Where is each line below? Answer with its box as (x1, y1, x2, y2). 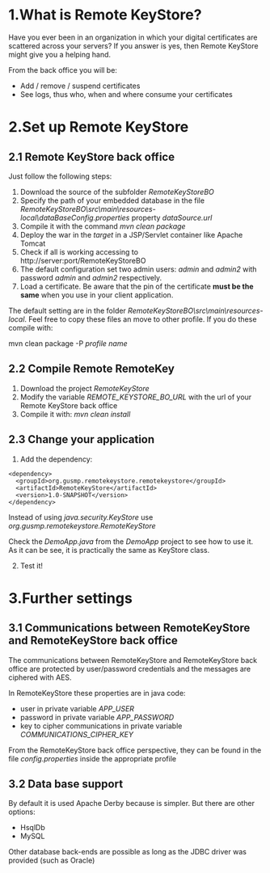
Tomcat (19, 238, 46, 248)
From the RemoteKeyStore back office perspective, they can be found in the (8, 745, 262, 755)
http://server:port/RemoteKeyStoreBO (19, 255, 146, 265)
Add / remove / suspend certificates (19, 81, 141, 91)
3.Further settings (8, 588, 133, 607)
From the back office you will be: (8, 65, 117, 74)
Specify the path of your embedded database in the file (19, 196, 205, 205)
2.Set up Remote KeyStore (8, 118, 189, 137)
